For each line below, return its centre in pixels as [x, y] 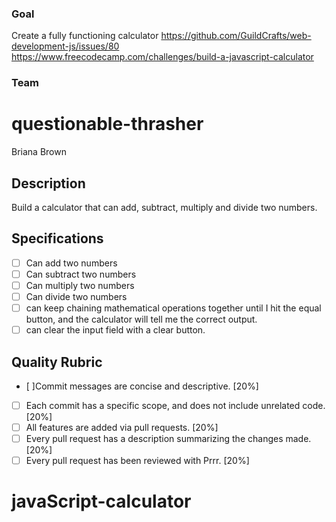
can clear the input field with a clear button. [115, 330]
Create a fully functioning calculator [85, 36]
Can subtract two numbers [81, 274]
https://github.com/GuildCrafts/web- [236, 36]
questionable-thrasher [107, 124]
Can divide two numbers [76, 296]
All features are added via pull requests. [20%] [122, 428]
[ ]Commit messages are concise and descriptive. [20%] [142, 386]
